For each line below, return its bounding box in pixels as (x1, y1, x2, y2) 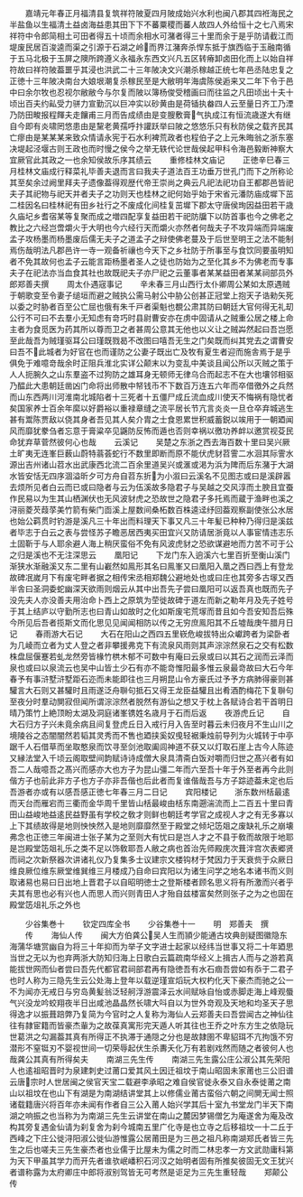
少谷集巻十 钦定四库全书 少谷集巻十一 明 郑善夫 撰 (24, 919, 269, 929)
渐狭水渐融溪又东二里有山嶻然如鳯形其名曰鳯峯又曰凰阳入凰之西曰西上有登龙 (9, 561, 294, 571)
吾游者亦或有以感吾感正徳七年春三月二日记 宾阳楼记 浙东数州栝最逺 (9, 786, 290, 797)
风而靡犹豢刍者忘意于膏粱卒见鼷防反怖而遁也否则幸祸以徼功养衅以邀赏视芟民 (9, 425, 294, 436)
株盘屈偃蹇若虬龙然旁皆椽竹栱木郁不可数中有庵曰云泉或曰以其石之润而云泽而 (9, 651, 294, 662)
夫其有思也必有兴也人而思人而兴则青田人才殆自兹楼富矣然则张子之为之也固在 (9, 888, 294, 898)
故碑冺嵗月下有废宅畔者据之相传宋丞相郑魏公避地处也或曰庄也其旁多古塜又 (9, 572, 286, 582)
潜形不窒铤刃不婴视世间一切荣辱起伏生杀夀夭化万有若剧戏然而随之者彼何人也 (9, 1043, 294, 1053)
